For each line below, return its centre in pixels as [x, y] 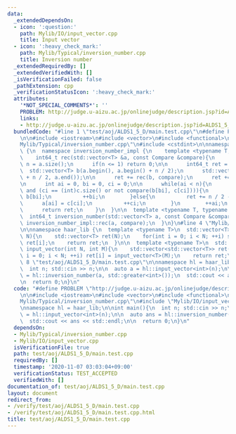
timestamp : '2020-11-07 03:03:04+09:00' [73, 367]
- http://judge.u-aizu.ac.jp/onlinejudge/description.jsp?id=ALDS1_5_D [127, 125]
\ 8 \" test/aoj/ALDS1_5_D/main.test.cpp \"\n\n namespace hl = [111, 262]
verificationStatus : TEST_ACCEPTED [66, 374]
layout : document [33, 393]
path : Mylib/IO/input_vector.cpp [69, 33]
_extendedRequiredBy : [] [50, 66]
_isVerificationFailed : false [58, 79]
